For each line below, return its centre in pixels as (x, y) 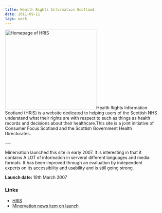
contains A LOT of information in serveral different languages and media (77, 158)
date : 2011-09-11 (23, 14)
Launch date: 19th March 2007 (36, 177)
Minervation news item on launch (45, 206)
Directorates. (18, 134)
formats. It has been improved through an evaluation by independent (74, 163)
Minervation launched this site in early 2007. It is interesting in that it (73, 152)
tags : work (16, 18)
